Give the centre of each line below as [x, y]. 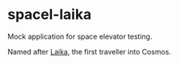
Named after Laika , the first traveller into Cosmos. [89, 51]
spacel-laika [50, 15]
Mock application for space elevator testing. [80, 36]
